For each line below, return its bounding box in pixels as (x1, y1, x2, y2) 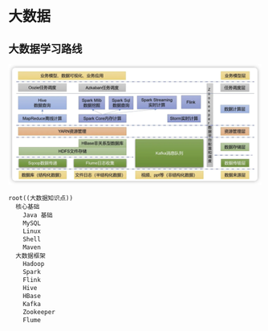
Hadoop (22, 260, 45, 268)
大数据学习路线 (8, 42, 83, 55)
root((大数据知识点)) (8, 194, 74, 202)
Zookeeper (22, 309, 56, 317)
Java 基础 (22, 211, 54, 219)
